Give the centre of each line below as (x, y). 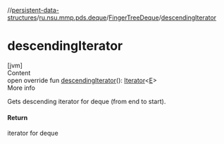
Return (18, 117)
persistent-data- (36, 10)
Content (19, 72)
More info (21, 88)
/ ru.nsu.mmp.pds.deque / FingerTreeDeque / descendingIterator (126, 18)
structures (22, 18)
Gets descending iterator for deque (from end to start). (87, 101)
